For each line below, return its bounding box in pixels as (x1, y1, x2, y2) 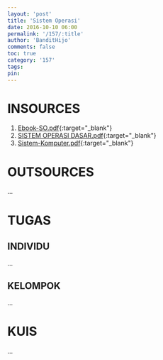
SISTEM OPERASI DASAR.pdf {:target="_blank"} (17, 131, 157, 140)
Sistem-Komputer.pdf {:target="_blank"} (17, 139, 134, 148)
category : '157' (7, 57, 55, 64)
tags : (7, 63, 23, 70)
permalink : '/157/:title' (7, 30, 84, 38)
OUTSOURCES (7, 164, 94, 180)
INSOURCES (7, 100, 81, 116)
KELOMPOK (7, 280, 61, 292)
